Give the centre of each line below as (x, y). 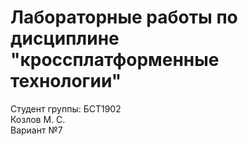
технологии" (66, 81)
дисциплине (65, 38)
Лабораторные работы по (124, 17)
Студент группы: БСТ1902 (66, 108)
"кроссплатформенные (115, 60)
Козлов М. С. (38, 119)
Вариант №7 (36, 130)
